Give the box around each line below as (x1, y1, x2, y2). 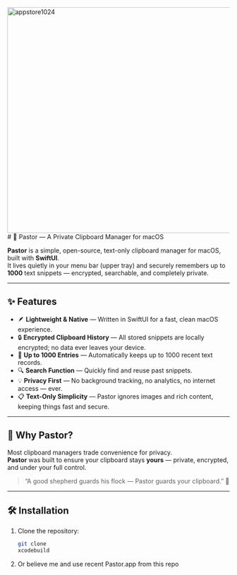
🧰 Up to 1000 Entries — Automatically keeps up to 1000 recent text (17, 351, 213, 359)
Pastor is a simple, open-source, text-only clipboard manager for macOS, (7, 246, 221, 255)
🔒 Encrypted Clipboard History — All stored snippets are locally (17, 333, 205, 341)
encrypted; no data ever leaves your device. (17, 343, 146, 351)
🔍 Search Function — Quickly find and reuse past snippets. (17, 366, 193, 375)
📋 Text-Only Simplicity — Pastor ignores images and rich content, (17, 392, 214, 401)
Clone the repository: (17, 527, 80, 535)
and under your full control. (7, 463, 87, 471)
